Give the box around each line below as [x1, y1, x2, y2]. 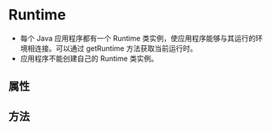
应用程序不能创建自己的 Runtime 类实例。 [19, 53, 159, 63]
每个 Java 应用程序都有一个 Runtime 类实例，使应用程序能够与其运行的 [19, 33, 256, 43]
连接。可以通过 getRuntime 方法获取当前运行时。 [34, 43, 197, 53]
